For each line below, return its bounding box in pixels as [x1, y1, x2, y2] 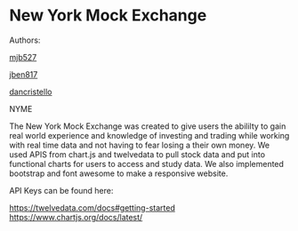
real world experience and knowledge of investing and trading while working [9, 130, 290, 140]
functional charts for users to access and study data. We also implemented [9, 158, 285, 169]
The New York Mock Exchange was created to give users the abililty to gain [9, 121, 286, 131]
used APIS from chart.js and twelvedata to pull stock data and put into [9, 148, 265, 160]
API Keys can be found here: [9, 185, 114, 195]
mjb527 [9, 52, 37, 62]
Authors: [9, 35, 41, 45]
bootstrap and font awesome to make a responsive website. [9, 168, 229, 179]
